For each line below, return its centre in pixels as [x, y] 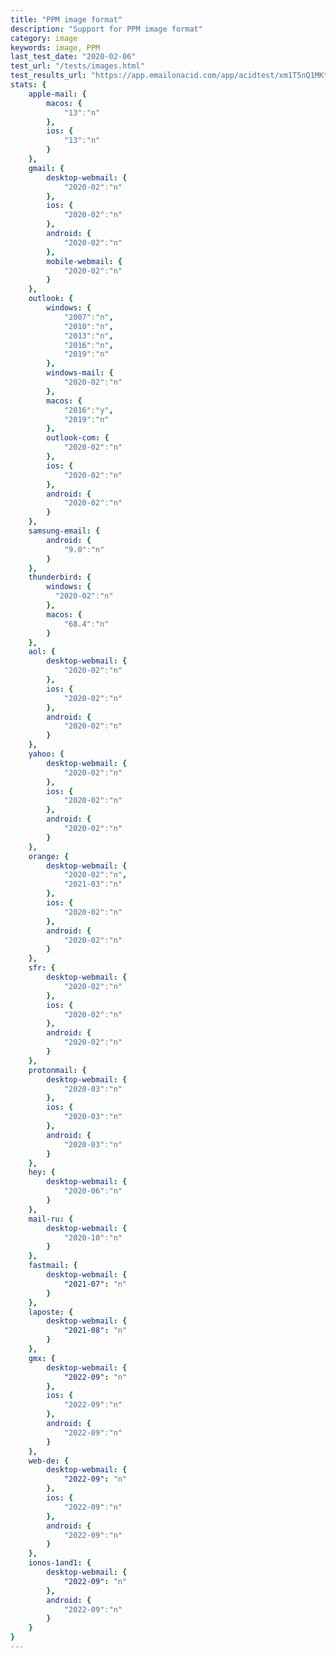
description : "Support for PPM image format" [106, 29]
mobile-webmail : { [84, 261]
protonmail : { [57, 1070]
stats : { [28, 85]
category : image [44, 38]
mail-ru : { [51, 1219]
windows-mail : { [80, 373]
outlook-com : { [78, 438]
